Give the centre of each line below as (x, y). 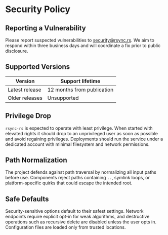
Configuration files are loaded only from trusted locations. (66, 227)
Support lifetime (80, 81)
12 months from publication (80, 90)
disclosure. (17, 51)
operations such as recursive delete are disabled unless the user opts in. (81, 222)
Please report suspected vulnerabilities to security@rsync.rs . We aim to (80, 40)
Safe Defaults (27, 199)
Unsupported (63, 98)
